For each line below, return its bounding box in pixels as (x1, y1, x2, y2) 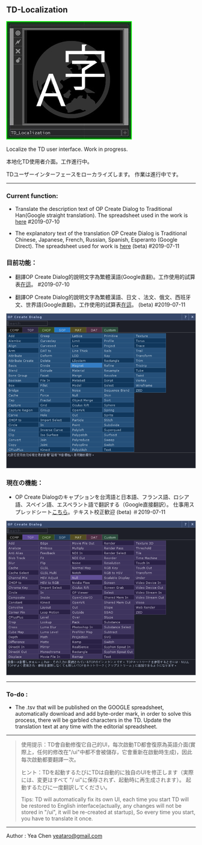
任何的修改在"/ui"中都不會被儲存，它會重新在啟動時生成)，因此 (37, 748, 192, 756)
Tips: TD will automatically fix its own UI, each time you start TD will (20, 796, 189, 803)
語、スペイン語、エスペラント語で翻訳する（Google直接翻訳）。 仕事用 (14, 501, 189, 508)
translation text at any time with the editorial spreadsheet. (14, 723, 158, 730)
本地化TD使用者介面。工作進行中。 (6, 157, 93, 165)
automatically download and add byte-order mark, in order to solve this (14, 710, 192, 718)
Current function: (6, 192, 58, 200)
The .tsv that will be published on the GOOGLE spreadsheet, (14, 704, 164, 711)
